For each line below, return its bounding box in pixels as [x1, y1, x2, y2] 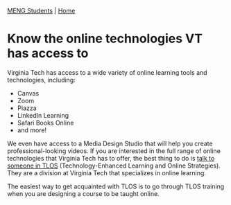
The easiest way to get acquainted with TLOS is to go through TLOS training [7, 182, 225, 190]
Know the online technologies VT [7, 31, 203, 46]
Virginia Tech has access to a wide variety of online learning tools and [7, 68, 207, 76]
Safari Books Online [17, 118, 74, 127]
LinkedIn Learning [17, 111, 69, 119]
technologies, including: [7, 75, 76, 84]
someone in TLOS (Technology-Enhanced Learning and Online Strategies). [7, 161, 221, 170]
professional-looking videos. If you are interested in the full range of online [7, 146, 221, 155]
